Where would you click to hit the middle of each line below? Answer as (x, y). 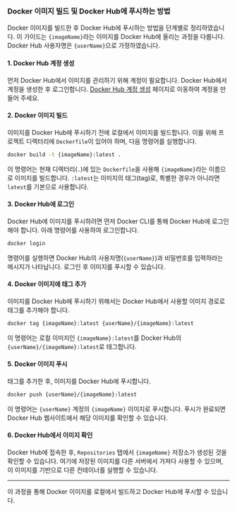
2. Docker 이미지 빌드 (38, 115)
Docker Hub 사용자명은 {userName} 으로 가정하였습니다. (84, 46)
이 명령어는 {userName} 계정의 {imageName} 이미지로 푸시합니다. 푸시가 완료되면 (117, 409)
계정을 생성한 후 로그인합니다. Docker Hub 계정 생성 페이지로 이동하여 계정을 (113, 89)
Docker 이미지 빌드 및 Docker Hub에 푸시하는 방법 (89, 11)
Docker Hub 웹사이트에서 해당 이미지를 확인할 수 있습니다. (87, 418)
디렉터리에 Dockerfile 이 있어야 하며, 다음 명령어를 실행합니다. (111, 141)
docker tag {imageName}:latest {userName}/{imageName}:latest (101, 323)
